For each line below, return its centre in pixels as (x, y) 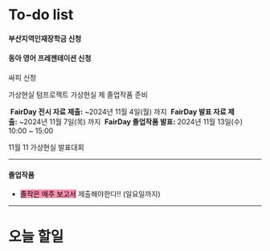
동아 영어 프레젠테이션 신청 (50, 59)
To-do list (41, 15)
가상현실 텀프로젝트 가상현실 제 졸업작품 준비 (78, 95)
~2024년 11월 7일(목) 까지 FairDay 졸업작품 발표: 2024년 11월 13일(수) (131, 121)
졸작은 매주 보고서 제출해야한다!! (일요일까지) (90, 194)
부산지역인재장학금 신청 (45, 38)
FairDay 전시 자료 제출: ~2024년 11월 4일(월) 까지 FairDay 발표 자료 (118, 111)
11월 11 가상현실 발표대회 (46, 147)
